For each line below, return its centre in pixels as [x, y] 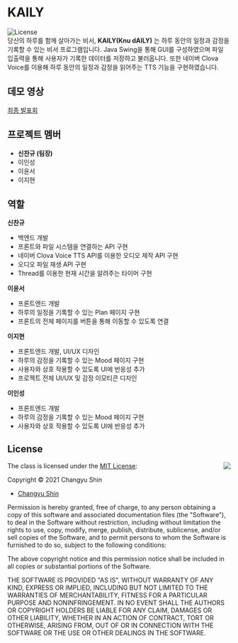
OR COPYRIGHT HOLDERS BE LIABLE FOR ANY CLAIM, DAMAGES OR [110, 610]
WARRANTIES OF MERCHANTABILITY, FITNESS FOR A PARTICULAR [107, 595]
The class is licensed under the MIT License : [73, 466]
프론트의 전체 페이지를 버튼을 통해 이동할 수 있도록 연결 [93, 321]
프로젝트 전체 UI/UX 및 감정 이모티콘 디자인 [77, 378]
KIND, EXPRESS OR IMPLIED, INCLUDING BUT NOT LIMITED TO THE [108, 588]
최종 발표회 [23, 110]
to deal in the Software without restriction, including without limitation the [114, 522]
